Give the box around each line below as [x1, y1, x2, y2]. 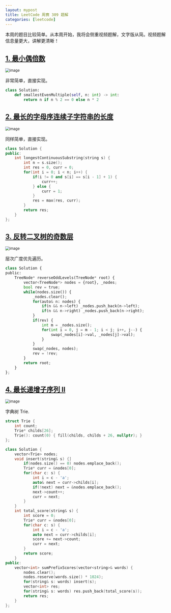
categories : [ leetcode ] [5, 17, 56, 22]
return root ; [23, 360, 51, 365]
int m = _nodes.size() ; [41, 323, 93, 328]
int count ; [14, 423, 38, 429]
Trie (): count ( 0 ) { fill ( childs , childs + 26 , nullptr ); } [14, 433, 142, 438]
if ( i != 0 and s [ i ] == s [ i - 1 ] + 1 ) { [32, 174, 118, 180]
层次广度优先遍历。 [5, 255, 46, 262]
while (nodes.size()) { [23, 289, 72, 295]
